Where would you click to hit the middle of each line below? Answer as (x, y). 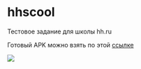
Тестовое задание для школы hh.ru (59, 31)
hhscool (31, 12)
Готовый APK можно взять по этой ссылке (70, 45)
